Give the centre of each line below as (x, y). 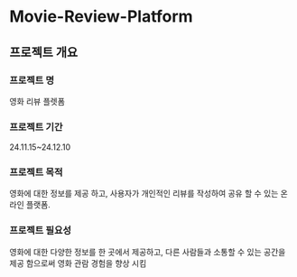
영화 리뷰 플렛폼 (37, 101)
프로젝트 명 (32, 80)
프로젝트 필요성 (41, 230)
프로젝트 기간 (36, 126)
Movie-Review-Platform (101, 17)
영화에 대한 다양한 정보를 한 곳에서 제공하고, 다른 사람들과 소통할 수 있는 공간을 (148, 252)
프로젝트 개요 (44, 52)
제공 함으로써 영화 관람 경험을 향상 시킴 (78, 263)
